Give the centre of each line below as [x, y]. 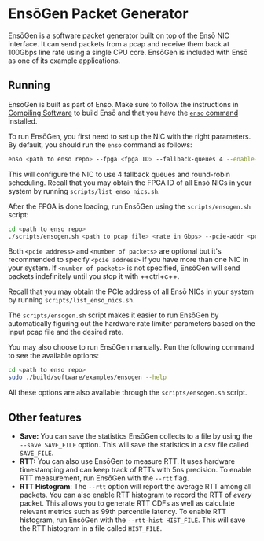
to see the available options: [54, 356]
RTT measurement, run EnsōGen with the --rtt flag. [104, 478]
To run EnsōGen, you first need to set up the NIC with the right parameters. [130, 136]
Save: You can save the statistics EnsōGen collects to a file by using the [136, 436]
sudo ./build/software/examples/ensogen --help [88, 378]
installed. [23, 121]
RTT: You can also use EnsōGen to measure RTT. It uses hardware [127, 461]
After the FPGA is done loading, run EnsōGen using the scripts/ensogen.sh [130, 206]
